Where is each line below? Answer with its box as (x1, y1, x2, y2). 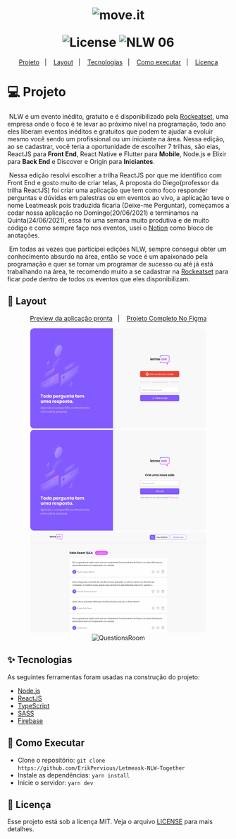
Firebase (17, 716, 44, 724)
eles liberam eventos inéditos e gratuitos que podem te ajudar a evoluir (7, 127, 213, 136)
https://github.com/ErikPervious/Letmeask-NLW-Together (17, 764, 185, 772)
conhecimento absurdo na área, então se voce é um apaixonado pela (7, 252, 209, 261)
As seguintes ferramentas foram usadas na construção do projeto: (7, 672, 200, 681)
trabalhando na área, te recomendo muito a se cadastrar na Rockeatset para (7, 267, 229, 276)
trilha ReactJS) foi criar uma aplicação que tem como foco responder (7, 186, 208, 194)
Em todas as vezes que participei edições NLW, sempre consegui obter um (8, 245, 227, 253)
